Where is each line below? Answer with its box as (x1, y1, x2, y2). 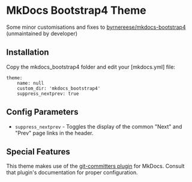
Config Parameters (6, 107, 79, 117)
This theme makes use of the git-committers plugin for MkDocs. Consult (6, 163, 185, 170)
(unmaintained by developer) (6, 29, 78, 37)
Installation (6, 47, 49, 58)
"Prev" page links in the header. (14, 129, 94, 136)
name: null (17, 80, 44, 86)
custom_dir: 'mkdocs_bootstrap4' (17, 85, 101, 91)
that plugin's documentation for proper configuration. (6, 169, 138, 176)
